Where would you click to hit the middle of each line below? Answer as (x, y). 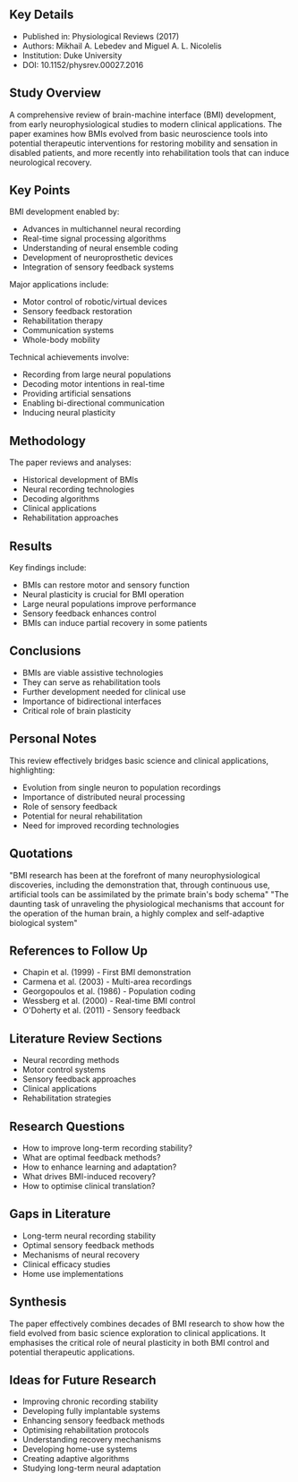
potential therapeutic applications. (72, 1352)
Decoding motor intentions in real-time (94, 384)
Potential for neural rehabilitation (82, 816)
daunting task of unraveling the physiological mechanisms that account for (147, 904)
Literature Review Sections (86, 1038)
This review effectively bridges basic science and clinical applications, (139, 760)
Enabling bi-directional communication (94, 403)
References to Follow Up (79, 951)
